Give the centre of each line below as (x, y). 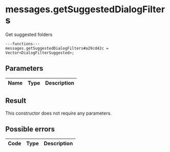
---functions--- (23, 44)
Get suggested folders (29, 34)
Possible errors (30, 129)
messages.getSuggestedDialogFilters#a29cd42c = (57, 48)
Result (16, 101)
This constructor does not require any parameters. (58, 113)
